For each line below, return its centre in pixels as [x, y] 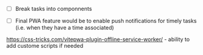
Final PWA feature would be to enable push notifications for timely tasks [106, 21]
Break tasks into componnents [54, 9]
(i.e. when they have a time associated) [65, 28]
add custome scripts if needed [45, 46]
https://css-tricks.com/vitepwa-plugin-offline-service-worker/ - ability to [98, 39]
